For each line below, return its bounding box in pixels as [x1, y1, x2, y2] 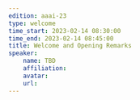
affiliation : [23, 65, 67, 73]
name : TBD [23, 57, 57, 65]
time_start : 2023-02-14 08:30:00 [8, 27, 121, 35]
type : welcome [8, 19, 57, 27]
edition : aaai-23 [8, 11, 67, 20]
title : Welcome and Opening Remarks [8, 42, 132, 50]
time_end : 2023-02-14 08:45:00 [8, 34, 114, 43]
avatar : [23, 72, 49, 80]
